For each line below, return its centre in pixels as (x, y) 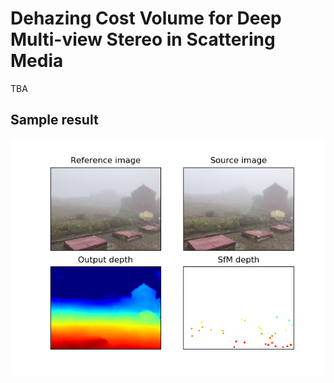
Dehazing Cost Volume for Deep (146, 18)
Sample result (54, 120)
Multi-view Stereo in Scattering (143, 39)
